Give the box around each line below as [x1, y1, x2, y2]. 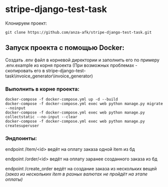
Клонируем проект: [5, 20, 47, 26]
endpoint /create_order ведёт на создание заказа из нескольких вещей [5, 166, 157, 172]
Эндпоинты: [5, 135, 37, 142]
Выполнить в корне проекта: [5, 85, 79, 92]
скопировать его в [5, 67, 45, 73]
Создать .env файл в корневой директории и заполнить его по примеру [5, 57, 160, 63]
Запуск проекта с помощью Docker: [5, 44, 125, 52]
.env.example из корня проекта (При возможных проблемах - [5, 62, 138, 68]
